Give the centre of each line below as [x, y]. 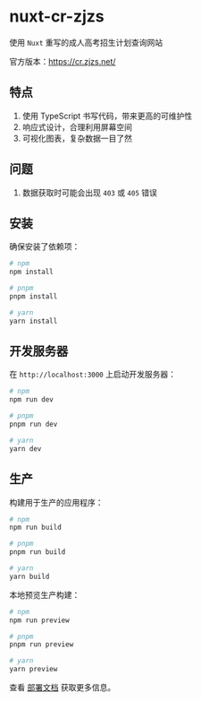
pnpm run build [38, 552]
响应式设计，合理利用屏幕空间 [77, 126]
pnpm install [33, 297]
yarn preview [33, 670]
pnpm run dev [33, 424]
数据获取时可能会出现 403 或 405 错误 [90, 192]
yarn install [33, 321]
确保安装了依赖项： [45, 247]
